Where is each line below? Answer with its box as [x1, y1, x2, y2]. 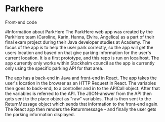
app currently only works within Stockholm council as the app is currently [5, 60, 155, 66]
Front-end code [5, 19, 37, 25]
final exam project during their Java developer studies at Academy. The [5, 39, 151, 45]
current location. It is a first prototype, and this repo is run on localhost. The [5, 55, 159, 61]
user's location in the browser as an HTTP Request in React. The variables [5, 80, 157, 86]
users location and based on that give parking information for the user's [5, 50, 152, 56]
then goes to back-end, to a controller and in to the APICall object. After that [5, 85, 160, 91]
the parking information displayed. [5, 111, 75, 117]
